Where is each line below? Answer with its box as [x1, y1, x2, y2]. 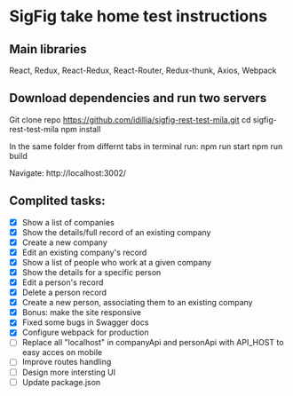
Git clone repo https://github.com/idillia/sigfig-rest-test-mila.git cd [9, 114, 251, 125]
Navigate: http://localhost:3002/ [9, 167, 127, 178]
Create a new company [21, 237, 108, 248]
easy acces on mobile [21, 347, 103, 358]
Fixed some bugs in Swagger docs [21, 317, 149, 328]
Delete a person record [21, 287, 107, 298]
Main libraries [9, 42, 87, 57]
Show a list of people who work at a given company [21, 257, 211, 267]
